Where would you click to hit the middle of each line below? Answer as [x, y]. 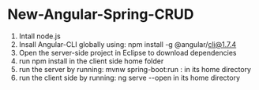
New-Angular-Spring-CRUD [101, 14]
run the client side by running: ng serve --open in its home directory [129, 77]
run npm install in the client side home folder [91, 61]
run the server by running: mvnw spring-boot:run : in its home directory [135, 69]
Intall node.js [39, 36]
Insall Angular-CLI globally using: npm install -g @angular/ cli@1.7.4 [128, 44]
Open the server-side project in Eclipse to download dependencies [128, 52]
